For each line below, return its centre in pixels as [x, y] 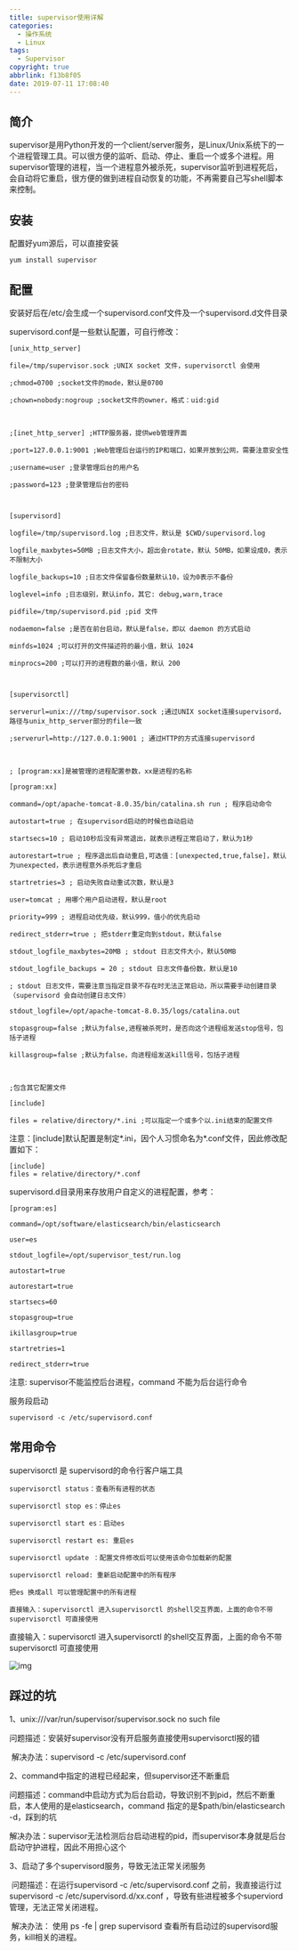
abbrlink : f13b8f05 [45, 76]
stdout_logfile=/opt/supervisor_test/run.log [95, 1256]
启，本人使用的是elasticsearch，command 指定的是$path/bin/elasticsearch [147, 1805]
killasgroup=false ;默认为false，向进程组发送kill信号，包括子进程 [125, 1056]
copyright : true [39, 68]
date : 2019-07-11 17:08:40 [59, 84]
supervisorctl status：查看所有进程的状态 [82, 1489]
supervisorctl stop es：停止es [65, 1506]
